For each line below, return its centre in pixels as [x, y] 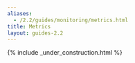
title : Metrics [29, 26]
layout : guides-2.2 [35, 33]
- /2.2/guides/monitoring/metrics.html [71, 20]
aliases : [20, 13]
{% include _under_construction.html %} [65, 53]
